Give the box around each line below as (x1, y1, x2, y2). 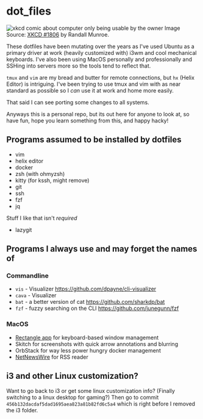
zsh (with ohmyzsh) (15, 170, 65, 177)
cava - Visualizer (15, 292, 57, 299)
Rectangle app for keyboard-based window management (15, 334, 159, 341)
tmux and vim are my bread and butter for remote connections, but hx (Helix (6, 74, 195, 81)
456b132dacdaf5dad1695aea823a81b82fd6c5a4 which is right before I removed (6, 400, 196, 407)
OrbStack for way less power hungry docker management (15, 347, 162, 354)
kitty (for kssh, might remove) (15, 177, 90, 184)
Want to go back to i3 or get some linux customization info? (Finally (6, 387, 176, 394)
